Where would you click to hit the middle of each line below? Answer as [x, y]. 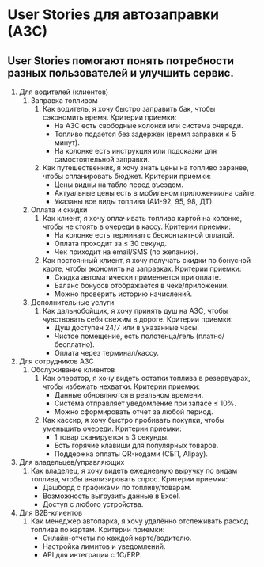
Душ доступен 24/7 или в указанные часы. [126, 327]
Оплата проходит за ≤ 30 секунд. [111, 244]
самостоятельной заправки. [102, 159]
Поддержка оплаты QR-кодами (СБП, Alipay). [131, 454]
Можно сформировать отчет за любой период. [134, 412]
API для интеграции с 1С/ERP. [92, 555]
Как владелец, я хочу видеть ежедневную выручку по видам [134, 470]
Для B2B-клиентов [51, 513]
